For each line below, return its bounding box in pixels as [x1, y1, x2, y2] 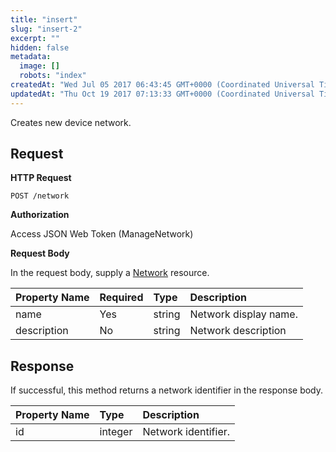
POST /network [10, 191, 70, 201]
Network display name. [189, 307, 298, 321]
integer [99, 425, 133, 439]
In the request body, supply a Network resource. [10, 267, 210, 279]
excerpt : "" [10, 33, 60, 43]
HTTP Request [10, 172, 72, 184]
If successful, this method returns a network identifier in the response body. [10, 384, 324, 396]
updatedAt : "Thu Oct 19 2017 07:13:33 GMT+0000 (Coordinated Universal [10, 89, 315, 99]
